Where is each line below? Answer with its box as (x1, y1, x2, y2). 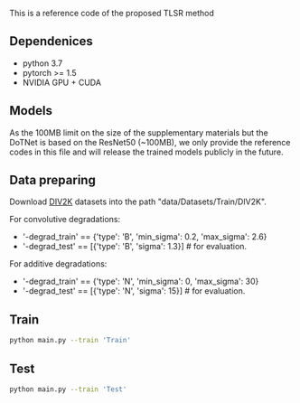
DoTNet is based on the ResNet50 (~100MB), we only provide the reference (9, 136, 291, 147)
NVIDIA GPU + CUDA (22, 77, 102, 88)
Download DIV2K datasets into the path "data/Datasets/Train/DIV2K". (9, 196, 267, 207)
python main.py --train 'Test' (9, 384, 127, 394)
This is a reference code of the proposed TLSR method (9, 8, 214, 18)
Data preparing (9, 173, 97, 188)
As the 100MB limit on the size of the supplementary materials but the (9, 127, 268, 138)
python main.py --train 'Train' (9, 336, 131, 345)
